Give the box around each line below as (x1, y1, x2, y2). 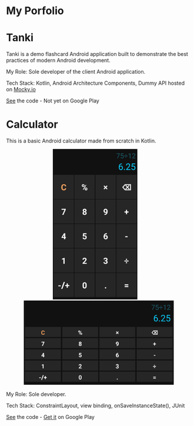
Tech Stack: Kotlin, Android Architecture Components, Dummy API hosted (6, 79, 185, 86)
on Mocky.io (6, 86, 36, 93)
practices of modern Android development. (6, 57, 111, 64)
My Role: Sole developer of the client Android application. (6, 68, 146, 75)
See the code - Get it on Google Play (6, 414, 95, 421)
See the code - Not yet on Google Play (6, 97, 100, 104)
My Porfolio (6, 4, 64, 18)
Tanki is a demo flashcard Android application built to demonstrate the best (6, 51, 188, 58)
